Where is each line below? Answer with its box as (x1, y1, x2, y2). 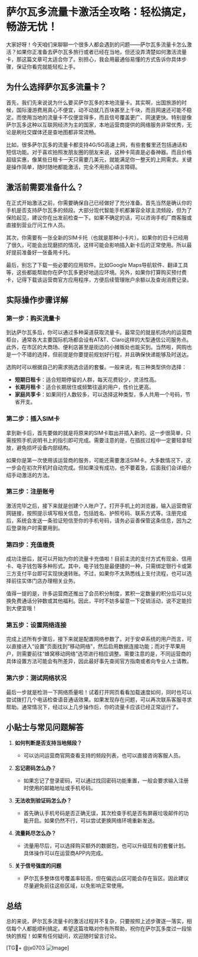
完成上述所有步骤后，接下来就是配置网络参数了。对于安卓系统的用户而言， (6, 636, 187, 643)
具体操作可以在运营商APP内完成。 (23, 849, 107, 856)
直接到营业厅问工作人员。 (6, 221, 68, 228)
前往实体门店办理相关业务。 (11, 578, 78, 585)
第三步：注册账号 (6, 488, 55, 496)
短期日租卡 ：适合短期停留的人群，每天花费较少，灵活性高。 (14, 376, 160, 384)
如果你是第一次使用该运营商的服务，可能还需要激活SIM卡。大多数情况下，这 (6, 456, 192, 463)
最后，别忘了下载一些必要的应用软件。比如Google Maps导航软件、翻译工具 (6, 261, 189, 268)
